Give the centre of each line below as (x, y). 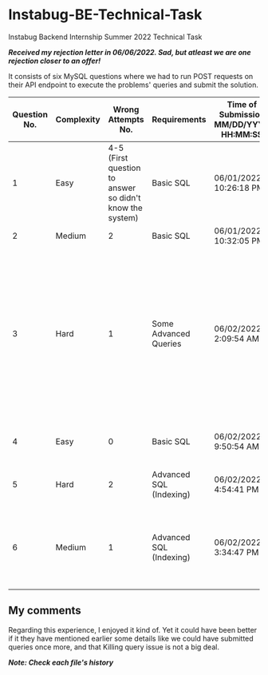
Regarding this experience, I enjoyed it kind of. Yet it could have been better (133, 629)
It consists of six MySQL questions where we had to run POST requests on (131, 76)
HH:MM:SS (242, 134)
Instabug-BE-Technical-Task (105, 15)
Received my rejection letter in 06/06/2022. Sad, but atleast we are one (130, 52)
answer (122, 188)
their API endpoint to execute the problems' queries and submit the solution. (134, 85)
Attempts (126, 119)
